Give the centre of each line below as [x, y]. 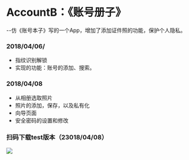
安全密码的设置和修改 [41, 120]
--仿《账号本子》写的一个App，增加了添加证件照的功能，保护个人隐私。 [96, 30]
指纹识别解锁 [31, 60]
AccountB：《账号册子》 [66, 12]
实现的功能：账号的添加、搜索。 [55, 68]
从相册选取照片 [34, 98]
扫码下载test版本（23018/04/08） [57, 138]
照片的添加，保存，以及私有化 [52, 105]
